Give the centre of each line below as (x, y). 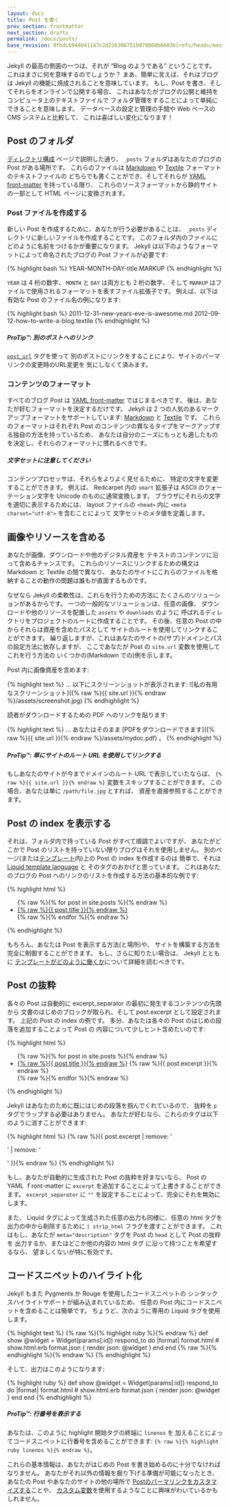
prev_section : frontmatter (46, 26)
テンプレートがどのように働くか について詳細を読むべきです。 (101, 962)
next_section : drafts (38, 33)
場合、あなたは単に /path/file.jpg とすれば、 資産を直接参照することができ (115, 791)
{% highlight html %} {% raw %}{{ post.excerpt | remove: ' (90, 1136)
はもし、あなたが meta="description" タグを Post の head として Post (104, 1234)
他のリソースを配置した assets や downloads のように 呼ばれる (118, 613)
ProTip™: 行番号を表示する (44, 1414)
